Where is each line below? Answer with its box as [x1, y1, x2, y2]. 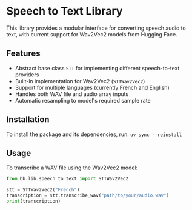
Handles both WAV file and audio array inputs [15, 90, 129, 98]
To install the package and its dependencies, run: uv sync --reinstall [6, 130, 182, 138]
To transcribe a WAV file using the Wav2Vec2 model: [6, 164, 138, 171]
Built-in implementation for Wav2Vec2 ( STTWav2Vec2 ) [15, 77, 145, 84]
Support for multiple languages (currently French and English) [15, 84, 170, 91]
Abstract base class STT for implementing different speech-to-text [15, 64, 180, 72]
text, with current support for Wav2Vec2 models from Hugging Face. [6, 30, 177, 38]
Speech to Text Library [6, 4, 123, 18]
